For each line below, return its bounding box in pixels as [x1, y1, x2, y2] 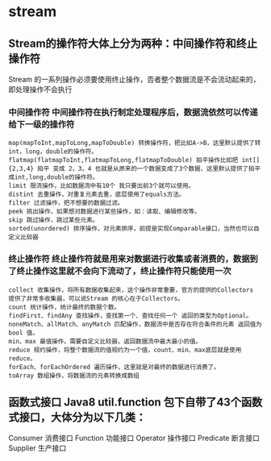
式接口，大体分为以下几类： [8, 410, 147, 424]
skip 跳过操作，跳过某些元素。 [8, 216, 99, 224]
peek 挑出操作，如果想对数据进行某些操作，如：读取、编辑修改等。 [8, 208, 201, 216]
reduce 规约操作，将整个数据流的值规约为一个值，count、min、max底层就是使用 [8, 346, 242, 354]
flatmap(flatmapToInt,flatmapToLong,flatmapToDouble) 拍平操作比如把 [8, 156, 239, 164]
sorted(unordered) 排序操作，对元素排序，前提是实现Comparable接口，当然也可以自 [8, 225, 260, 233]
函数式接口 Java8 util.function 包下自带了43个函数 [8, 395, 263, 409]
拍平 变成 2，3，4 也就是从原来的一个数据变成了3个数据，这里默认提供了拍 [37, 164, 255, 173]
